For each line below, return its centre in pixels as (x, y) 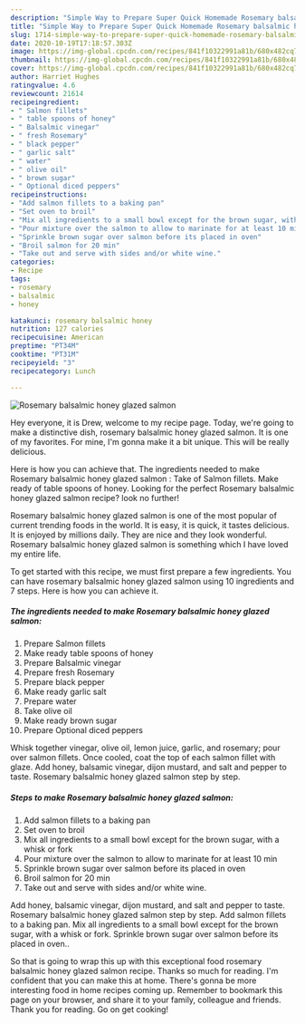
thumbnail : (31, 60)
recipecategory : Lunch (53, 371)
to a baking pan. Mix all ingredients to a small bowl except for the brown (144, 924)
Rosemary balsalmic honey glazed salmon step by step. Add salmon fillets (148, 915)
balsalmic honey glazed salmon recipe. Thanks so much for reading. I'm (144, 971)
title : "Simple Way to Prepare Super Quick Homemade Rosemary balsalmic (150, 26)
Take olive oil (48, 711)
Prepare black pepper (64, 682)
